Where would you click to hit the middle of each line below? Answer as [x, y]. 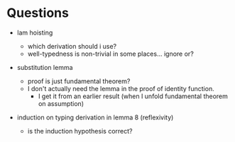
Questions [38, 13]
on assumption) [61, 103]
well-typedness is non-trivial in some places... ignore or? [111, 54]
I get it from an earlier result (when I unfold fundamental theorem [133, 96]
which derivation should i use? [72, 46]
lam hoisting [35, 32]
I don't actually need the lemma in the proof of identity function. [121, 88]
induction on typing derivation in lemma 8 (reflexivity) [95, 117]
